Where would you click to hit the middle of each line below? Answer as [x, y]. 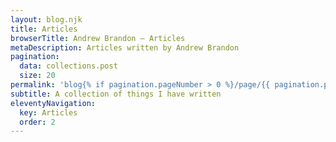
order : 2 [37, 122]
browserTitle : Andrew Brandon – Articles [98, 38]
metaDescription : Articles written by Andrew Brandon [125, 47]
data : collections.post [68, 66]
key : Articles [48, 112]
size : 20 [37, 76]
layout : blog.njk [46, 19]
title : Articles [44, 29]
